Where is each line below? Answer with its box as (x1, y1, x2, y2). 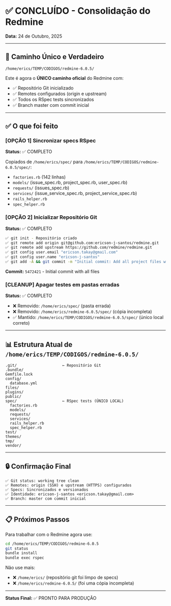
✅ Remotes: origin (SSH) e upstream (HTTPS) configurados (5, 482, 132, 488)
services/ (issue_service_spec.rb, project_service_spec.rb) (12, 190, 137, 196)
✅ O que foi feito (5, 122, 59, 131)
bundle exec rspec (5, 555, 44, 561)
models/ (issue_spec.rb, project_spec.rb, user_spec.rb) (12, 180, 128, 186)
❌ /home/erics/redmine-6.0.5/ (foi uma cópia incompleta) (12, 580, 134, 586)
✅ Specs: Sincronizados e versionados (5, 487, 89, 492)
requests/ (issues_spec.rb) (12, 185, 70, 191)
